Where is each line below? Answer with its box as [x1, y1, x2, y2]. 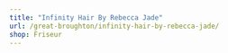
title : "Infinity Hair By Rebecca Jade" [9, 13, 164, 22]
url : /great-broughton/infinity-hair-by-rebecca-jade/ [9, 22, 220, 31]
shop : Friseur [9, 30, 63, 39]
